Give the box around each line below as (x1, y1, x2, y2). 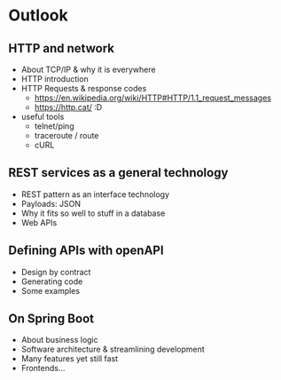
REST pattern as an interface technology (20, 188, 170, 200)
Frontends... (20, 363, 66, 374)
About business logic (20, 335, 98, 345)
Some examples (20, 285, 81, 296)
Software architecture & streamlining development (20, 344, 205, 355)
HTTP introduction (20, 74, 90, 84)
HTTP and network (8, 41, 114, 56)
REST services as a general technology (8, 165, 229, 180)
